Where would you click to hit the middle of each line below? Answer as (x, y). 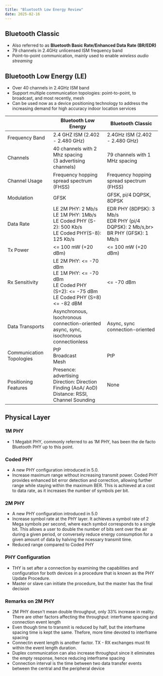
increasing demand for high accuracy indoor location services (74, 109)
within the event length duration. (44, 648)
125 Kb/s (64, 239)
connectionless (71, 342)
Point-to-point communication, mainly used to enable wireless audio (80, 56)
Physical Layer (28, 417)
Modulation (20, 198)
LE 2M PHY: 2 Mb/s (75, 209)
